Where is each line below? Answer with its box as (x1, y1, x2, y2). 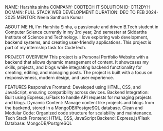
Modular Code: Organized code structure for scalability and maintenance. (5, 110, 153, 116)
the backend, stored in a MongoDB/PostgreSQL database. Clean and (5, 105, 143, 111)
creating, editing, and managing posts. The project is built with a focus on (5, 70, 153, 75)
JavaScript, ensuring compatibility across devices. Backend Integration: (5, 90, 149, 95)
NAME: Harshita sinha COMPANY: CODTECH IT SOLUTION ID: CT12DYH (5, 4, 150, 10)
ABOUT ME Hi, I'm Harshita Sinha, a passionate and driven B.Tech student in (5, 24, 159, 30)
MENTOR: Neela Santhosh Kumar (17, 15, 84, 20)
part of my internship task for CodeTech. (5, 45, 87, 50)
